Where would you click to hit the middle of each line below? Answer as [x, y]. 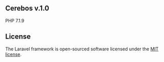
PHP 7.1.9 [15, 20]
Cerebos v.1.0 [27, 8]
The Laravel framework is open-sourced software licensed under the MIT [82, 49]
